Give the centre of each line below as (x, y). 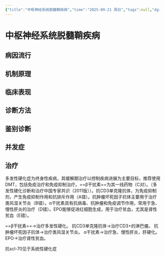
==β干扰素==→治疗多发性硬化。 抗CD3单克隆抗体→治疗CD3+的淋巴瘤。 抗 (82, 226)
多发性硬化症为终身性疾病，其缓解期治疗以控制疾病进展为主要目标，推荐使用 (83, 178)
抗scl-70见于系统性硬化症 (31, 249)
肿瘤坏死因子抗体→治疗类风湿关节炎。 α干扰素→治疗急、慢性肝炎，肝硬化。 (82, 232)
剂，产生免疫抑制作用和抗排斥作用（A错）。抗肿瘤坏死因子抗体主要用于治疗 (81, 197)
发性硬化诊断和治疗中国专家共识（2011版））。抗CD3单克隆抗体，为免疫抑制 (81, 190)
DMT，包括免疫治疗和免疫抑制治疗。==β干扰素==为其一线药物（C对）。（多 (81, 184)
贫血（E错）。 (18, 215)
